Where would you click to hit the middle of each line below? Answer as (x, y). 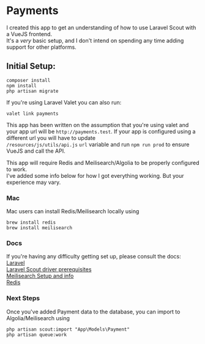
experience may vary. (34, 182)
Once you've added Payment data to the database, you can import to (93, 312)
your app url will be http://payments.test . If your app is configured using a (101, 131)
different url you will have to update (51, 137)
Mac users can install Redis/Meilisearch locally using (73, 211)
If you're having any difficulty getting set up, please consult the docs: (94, 257)
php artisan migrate (33, 91)
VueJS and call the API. (36, 151)
